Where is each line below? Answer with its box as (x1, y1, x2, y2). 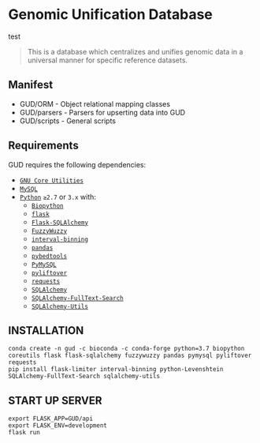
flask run (8, 429, 41, 437)
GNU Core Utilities (19, 176, 84, 185)
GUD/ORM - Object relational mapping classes (19, 99, 171, 108)
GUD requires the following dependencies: (8, 160, 147, 169)
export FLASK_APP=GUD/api (8, 415, 93, 423)
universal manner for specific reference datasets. (27, 55, 188, 65)
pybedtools (31, 252, 68, 260)
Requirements (8, 139, 79, 152)
